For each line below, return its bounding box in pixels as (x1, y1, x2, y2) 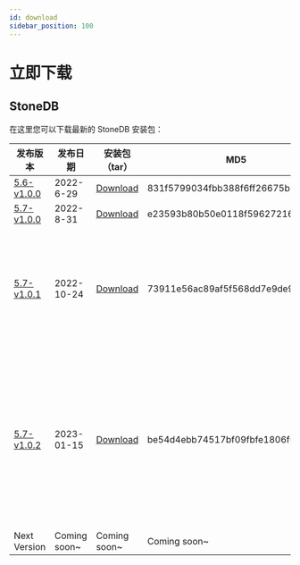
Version (13, 540, 46, 552)
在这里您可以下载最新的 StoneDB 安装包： (9, 123, 163, 134)
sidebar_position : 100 (9, 21, 94, 30)
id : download (9, 13, 58, 22)
